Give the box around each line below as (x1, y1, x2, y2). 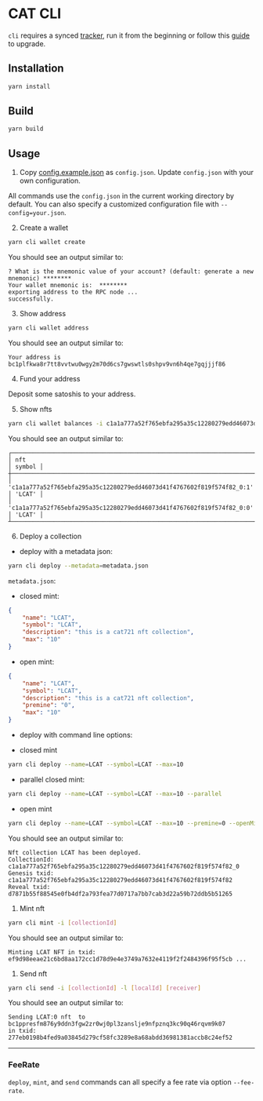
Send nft (19, 968, 48, 978)
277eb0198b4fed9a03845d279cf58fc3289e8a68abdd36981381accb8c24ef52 (8, 1034, 233, 1042)
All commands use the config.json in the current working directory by (8, 191, 235, 201)
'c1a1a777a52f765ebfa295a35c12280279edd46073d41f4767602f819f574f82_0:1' (8, 483, 254, 491)
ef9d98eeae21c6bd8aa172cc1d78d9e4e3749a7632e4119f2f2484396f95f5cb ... (8, 955, 247, 963)
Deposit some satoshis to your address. (8, 389, 136, 399)
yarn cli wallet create (8, 239, 86, 246)
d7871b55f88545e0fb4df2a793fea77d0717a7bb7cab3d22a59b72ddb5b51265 (8, 890, 233, 898)
